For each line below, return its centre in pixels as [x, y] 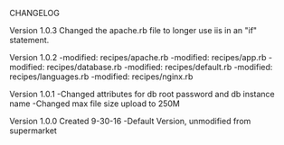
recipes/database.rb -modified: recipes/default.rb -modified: [160, 67]
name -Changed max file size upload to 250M [95, 104]
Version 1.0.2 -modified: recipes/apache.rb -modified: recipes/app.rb [138, 57]
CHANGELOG [35, 13]
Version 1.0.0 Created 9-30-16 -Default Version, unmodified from [130, 121]
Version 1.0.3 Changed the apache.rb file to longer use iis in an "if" [133, 30]
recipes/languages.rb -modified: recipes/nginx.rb [101, 77]
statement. [29, 40]
